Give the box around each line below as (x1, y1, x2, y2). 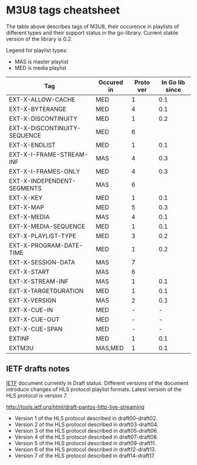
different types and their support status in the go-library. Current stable (6, 29, 179, 36)
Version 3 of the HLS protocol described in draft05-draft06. (14, 427, 158, 434)
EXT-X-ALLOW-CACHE (9, 95, 76, 103)
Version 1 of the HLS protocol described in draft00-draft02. (14, 415, 158, 422)
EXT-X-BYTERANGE (9, 105, 67, 113)
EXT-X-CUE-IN (9, 306, 53, 314)
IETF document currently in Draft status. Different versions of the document (6, 379, 189, 386)
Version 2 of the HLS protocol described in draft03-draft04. (14, 420, 159, 428)
